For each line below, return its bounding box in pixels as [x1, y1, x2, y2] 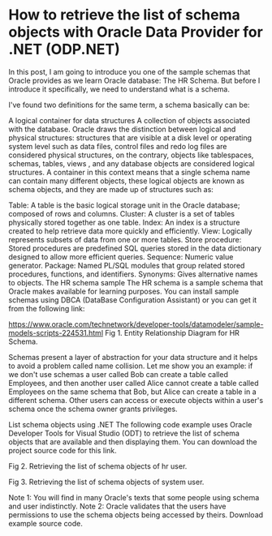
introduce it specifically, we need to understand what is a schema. [8, 84, 230, 94]
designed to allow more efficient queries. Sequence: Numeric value [8, 251, 234, 261]
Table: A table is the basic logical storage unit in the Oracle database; [8, 200, 240, 210]
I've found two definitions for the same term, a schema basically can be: [8, 100, 250, 109]
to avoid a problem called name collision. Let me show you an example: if [8, 361, 253, 371]
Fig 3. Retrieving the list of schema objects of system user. [8, 477, 205, 487]
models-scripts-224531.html [8, 328, 104, 337]
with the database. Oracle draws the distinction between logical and [8, 124, 236, 134]
